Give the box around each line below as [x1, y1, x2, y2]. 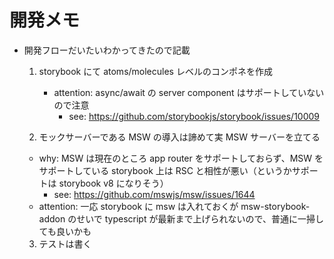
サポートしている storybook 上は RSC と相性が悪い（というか [38, 164, 292, 176]
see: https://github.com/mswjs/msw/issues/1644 [53, 188, 256, 200]
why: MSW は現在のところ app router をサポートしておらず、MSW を [38, 152, 324, 164]
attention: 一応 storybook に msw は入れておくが [38, 200, 239, 212]
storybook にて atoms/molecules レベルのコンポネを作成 [38, 65, 273, 77]
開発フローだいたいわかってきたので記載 [23, 44, 191, 56]
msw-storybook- [240, 200, 311, 212]
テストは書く [38, 237, 92, 250]
